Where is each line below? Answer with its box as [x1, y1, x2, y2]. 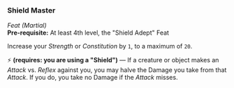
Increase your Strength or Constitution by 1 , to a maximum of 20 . [7, 42, 193, 51]
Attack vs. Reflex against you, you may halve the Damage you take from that [7, 66, 227, 74]
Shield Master [7, 6, 56, 15]
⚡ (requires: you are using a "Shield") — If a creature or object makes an [7, 56, 219, 64]
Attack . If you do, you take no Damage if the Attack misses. [7, 73, 178, 82]
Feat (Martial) [7, 21, 47, 30]
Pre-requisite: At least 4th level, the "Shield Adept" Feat [7, 28, 170, 37]
